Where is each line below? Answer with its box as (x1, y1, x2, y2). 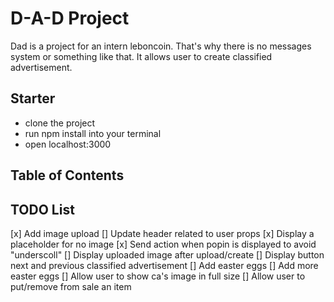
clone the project (24, 117, 96, 129)
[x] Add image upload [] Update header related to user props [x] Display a (10, 227, 315, 239)
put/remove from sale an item (10, 280, 132, 292)
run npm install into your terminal (24, 127, 162, 139)
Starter (10, 90, 56, 107)
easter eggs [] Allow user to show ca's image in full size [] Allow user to (10, 270, 306, 282)
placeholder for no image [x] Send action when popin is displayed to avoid (10, 238, 317, 250)
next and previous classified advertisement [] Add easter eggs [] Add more (10, 259, 319, 271)
